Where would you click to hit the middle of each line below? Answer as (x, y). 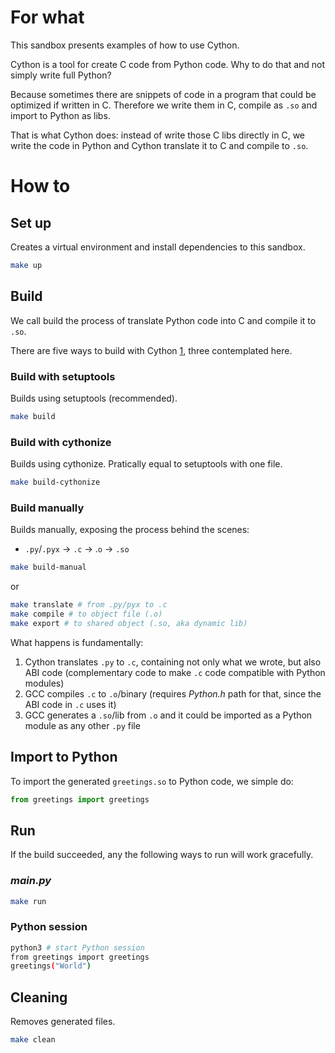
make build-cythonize (55, 482)
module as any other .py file (82, 725)
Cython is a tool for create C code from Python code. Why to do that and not (168, 64)
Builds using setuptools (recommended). (94, 398)
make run (28, 901)
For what (47, 17)
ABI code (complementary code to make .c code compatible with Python (175, 672)
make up (26, 265)
